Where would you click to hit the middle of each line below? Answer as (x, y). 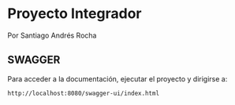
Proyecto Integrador (75, 14)
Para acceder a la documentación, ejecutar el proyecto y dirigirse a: (117, 78)
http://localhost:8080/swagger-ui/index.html (83, 93)
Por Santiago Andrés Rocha (52, 35)
